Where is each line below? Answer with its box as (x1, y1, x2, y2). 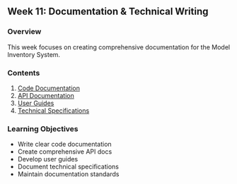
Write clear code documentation (17, 140, 112, 149)
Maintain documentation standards (17, 170, 120, 178)
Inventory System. (7, 50, 61, 59)
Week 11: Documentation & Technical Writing (7, 6, 209, 18)
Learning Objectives (7, 123, 79, 133)
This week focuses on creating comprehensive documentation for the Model (7, 42, 231, 51)
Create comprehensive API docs (17, 147, 112, 156)
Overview (7, 27, 42, 37)
